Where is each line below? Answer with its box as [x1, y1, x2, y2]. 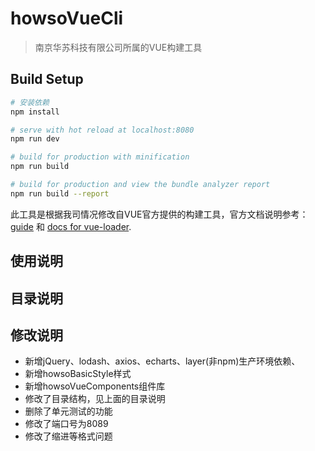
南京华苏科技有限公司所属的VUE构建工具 [34, 41, 203, 53]
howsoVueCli [10, 7, 124, 30]
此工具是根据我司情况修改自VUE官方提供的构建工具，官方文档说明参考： [10, 208, 309, 220]
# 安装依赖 [10, 97, 50, 107]
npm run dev [10, 134, 60, 144]
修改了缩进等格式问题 [24, 430, 113, 442]
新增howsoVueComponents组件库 [24, 380, 166, 392]
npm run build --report [10, 188, 110, 199]
